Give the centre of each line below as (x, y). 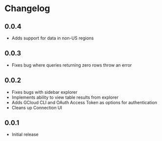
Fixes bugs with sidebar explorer (44, 92)
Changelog (27, 9)
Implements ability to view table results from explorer (65, 97)
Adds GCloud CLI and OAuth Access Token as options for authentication (84, 102)
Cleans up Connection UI (37, 107)
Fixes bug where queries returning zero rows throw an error (72, 65)
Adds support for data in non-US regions (52, 38)
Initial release (25, 135)
